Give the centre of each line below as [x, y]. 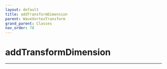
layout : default [22, 10]
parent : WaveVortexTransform [35, 19]
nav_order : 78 [20, 28]
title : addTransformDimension [37, 14]
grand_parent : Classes [29, 23]
